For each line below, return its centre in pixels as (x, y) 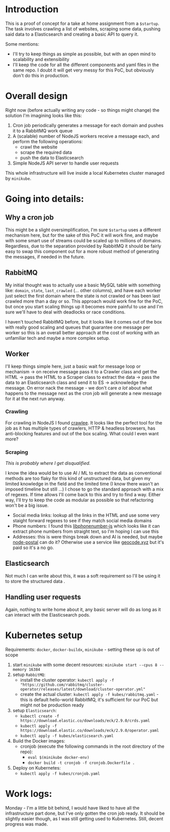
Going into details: (45, 199)
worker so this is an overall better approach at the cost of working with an (82, 332)
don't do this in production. (41, 75)
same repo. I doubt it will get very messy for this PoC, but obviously (83, 70)
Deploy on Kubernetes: (37, 767)
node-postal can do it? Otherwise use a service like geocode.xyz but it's (88, 542)
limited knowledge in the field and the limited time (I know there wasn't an (82, 484)
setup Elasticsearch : (35, 710)
